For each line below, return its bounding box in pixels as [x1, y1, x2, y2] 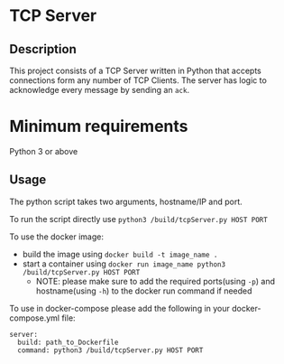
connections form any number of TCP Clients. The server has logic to [9, 75, 268, 86]
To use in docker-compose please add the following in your [9, 303, 230, 313]
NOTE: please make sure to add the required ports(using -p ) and [35, 275, 276, 286]
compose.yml [9, 313, 60, 323]
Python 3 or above [9, 145, 78, 156]
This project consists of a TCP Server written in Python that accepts [9, 65, 261, 76]
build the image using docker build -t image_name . [22, 248, 218, 259]
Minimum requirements [9, 117, 188, 136]
